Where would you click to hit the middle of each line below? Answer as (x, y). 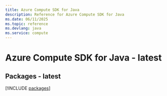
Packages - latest (33, 76)
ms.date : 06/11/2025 (27, 19)
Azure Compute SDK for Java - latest (83, 58)
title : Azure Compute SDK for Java (42, 10)
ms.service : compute (27, 33)
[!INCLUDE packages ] (28, 88)
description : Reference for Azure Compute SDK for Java (65, 14)
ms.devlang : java (23, 28)
